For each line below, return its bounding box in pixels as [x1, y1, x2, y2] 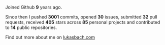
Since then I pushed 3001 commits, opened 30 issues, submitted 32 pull [5, 14, 157, 19]
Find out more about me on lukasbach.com [5, 34, 95, 40]
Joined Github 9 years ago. [5, 4, 62, 10]
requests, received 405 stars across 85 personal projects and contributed [5, 19, 160, 25]
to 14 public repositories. [5, 24, 57, 30]
